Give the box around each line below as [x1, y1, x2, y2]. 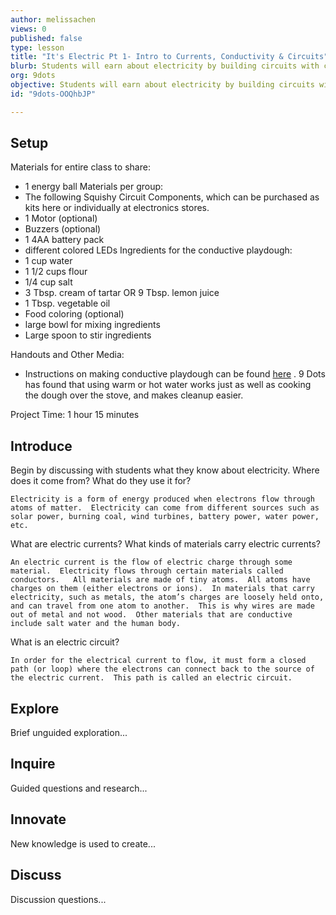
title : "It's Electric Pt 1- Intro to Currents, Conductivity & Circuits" [10, 52, 329, 62]
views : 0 [10, 24, 47, 34]
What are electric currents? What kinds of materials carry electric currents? [10, 538, 321, 550]
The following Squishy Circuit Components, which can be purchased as [24, 191, 320, 203]
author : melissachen [10, 14, 97, 25]
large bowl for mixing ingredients [24, 319, 161, 331]
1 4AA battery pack [24, 234, 105, 246]
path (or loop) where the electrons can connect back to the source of [10, 664, 315, 675]
